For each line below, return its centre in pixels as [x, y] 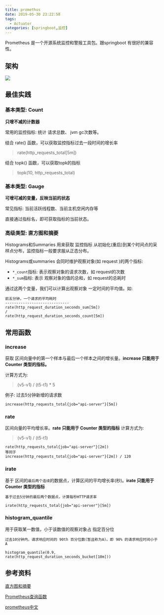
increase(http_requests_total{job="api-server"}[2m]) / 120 [68, 457]
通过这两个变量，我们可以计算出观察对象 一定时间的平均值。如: [69, 288]
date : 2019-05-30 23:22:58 [33, 14]
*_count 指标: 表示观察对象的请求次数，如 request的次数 [68, 272]
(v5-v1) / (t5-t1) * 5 [36, 385]
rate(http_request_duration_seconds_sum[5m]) [52, 307]
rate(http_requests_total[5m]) [47, 152]
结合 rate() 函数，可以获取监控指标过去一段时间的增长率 [62, 143]
